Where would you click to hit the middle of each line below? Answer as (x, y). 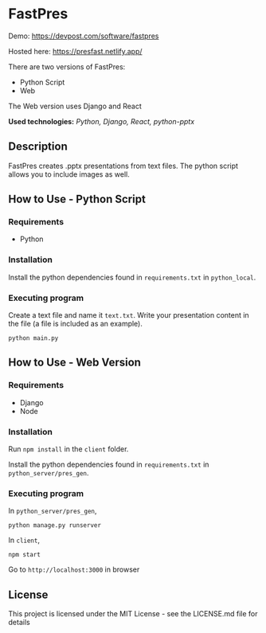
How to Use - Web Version (75, 363)
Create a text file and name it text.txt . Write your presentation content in (129, 315)
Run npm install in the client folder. (68, 449)
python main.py (33, 338)
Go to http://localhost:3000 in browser (74, 569)
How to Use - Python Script (77, 199)
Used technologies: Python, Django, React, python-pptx (102, 121)
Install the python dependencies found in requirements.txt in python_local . (132, 277)
